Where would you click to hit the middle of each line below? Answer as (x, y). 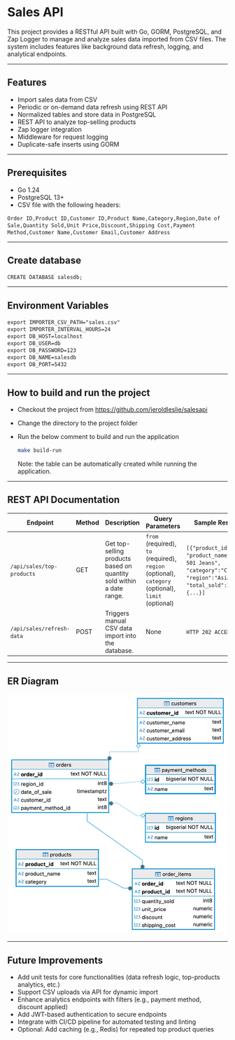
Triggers (117, 613)
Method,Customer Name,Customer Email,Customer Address (89, 232)
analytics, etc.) (39, 985)
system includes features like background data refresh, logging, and (106, 46)
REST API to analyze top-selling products (77, 122)
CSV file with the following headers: (69, 205)
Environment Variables (58, 305)
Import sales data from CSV (57, 100)
